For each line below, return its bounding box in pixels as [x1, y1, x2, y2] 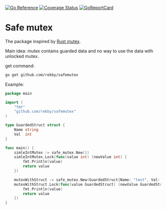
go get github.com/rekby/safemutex [5, 72, 79, 77]
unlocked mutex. [5, 53, 39, 59]
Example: [5, 81, 24, 87]
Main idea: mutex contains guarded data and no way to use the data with [5, 48, 153, 54]
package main [5, 91, 32, 96]
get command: [5, 62, 35, 69]
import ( [5, 100, 23, 105]
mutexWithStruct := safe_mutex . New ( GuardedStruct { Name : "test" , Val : [14, 177, 161, 182]
